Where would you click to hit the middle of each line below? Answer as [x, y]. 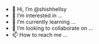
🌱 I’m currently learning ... [44, 22]
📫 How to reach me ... [40, 35]
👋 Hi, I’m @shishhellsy [39, 9]
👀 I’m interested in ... [37, 15]
